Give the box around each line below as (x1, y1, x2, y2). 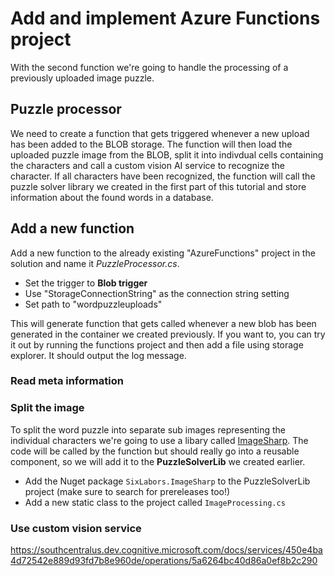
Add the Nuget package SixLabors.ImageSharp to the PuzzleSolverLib (24, 475, 311, 487)
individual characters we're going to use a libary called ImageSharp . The (10, 434, 309, 446)
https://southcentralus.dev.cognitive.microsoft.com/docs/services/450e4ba (10, 544, 323, 556)
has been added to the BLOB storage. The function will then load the (10, 138, 293, 150)
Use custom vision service (10, 521, 142, 535)
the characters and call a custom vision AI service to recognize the (10, 159, 285, 171)
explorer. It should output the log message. (10, 349, 187, 361)
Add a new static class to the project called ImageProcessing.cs (24, 496, 286, 508)
